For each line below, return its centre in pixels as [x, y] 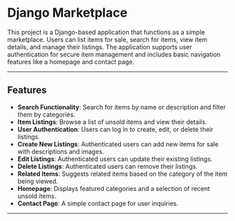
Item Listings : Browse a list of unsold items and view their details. [112, 122]
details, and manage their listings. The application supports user [100, 47]
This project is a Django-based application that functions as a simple [106, 32]
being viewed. [37, 181]
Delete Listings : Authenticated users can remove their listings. [107, 166]
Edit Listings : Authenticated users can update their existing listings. [115, 159]
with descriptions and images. [61, 151]
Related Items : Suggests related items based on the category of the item [122, 174]
